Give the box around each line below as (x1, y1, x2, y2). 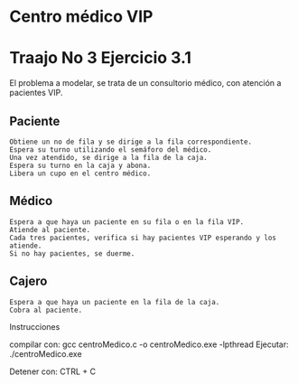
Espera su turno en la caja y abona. (9, 161, 152, 170)
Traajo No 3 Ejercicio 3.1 (9, 48, 192, 69)
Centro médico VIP (9, 6, 154, 27)
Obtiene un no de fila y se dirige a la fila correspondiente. (9, 137, 253, 146)
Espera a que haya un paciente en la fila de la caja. (9, 297, 220, 306)
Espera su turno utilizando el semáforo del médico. (9, 145, 212, 155)
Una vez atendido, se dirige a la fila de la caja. (9, 153, 208, 162)
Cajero (9, 274, 48, 289)
